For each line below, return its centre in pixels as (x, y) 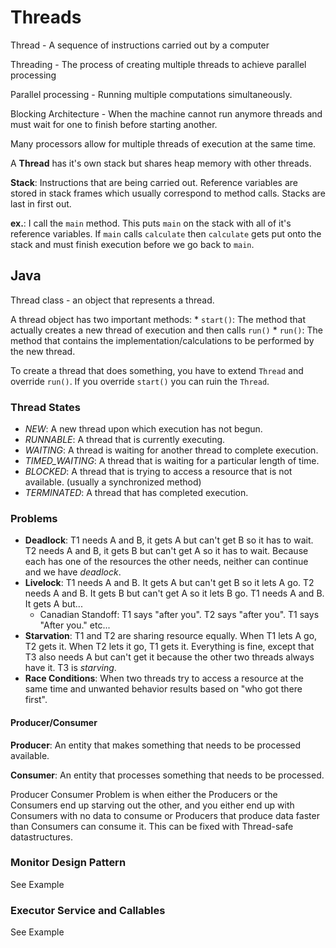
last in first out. (41, 203)
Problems (34, 518)
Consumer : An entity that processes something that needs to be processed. (167, 775)
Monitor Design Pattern (68, 863)
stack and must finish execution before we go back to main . (132, 244)
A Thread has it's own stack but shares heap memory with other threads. (161, 163)
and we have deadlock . (73, 572)
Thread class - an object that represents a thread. (112, 300)
